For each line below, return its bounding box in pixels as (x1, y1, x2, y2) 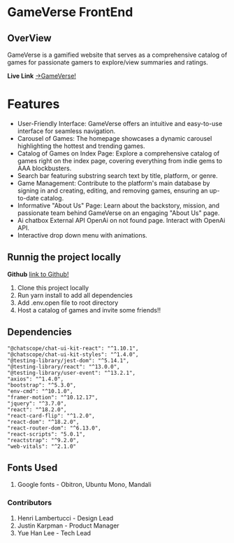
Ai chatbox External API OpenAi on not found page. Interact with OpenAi (17, 216, 226, 224)
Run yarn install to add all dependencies (17, 291, 133, 299)
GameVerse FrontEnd (7, 4, 133, 20)
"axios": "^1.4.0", (7, 376, 64, 383)
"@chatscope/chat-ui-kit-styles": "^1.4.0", (7, 351, 139, 358)
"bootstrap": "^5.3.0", (7, 381, 77, 389)
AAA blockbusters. (17, 164, 72, 172)
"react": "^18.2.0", (7, 406, 68, 413)
